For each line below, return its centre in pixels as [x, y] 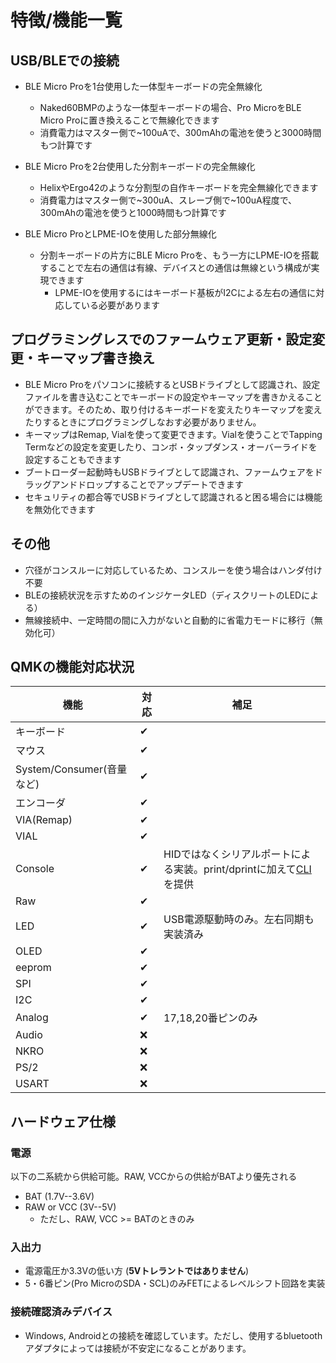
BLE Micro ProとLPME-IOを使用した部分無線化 [120, 234]
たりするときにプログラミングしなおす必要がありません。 [143, 422]
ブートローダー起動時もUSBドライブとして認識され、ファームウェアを [169, 472]
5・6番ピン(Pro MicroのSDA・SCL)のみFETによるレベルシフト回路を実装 [175, 1283]
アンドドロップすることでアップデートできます [147, 484]
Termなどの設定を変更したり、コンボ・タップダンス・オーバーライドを [171, 447]
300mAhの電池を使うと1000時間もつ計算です [133, 212]
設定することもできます [73, 459]
